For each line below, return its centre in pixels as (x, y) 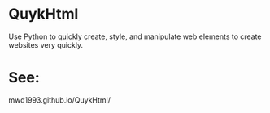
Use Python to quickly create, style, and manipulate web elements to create (135, 36)
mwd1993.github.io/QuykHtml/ (60, 100)
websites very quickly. (46, 44)
